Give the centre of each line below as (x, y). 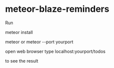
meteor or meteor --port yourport (39, 42)
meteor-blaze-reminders (57, 9)
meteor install (19, 32)
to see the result (22, 61)
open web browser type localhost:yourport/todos (55, 51)
